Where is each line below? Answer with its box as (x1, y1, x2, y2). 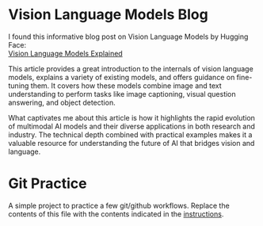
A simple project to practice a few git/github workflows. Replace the (8, 201, 230, 210)
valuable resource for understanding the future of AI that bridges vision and (8, 138, 255, 147)
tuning (8, 81, 29, 90)
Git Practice (8, 174, 87, 193)
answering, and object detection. (8, 98, 116, 107)
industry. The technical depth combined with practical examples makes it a (8, 129, 253, 140)
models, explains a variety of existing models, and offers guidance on (8, 72, 235, 82)
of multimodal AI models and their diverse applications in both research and (8, 121, 256, 131)
